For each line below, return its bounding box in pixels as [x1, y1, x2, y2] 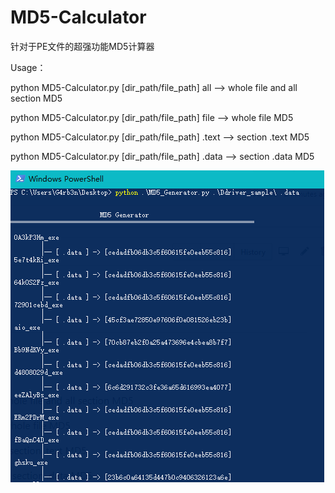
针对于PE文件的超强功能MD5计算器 [10, 40, 155, 52]
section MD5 [10, 92, 63, 104]
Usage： [10, 61, 47, 73]
